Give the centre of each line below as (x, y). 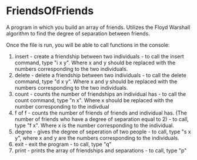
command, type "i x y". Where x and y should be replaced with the (95, 63)
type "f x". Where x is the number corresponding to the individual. (94, 125)
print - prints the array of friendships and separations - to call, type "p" (101, 150)
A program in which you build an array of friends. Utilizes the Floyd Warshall (98, 27)
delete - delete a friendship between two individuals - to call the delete (100, 75)
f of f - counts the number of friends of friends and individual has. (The (101, 113)
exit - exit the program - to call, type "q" (63, 144)
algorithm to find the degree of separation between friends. (78, 33)
